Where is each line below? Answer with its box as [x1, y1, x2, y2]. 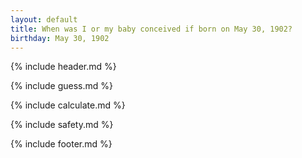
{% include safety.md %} [10, 119, 114, 131]
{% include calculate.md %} [10, 99, 126, 111]
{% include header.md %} [10, 61, 117, 73]
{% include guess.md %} [10, 80, 113, 92]
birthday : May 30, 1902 [10, 33, 110, 43]
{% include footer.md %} [10, 138, 113, 150]
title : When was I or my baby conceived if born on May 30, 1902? [10, 24, 293, 34]
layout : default [10, 14, 78, 25]
